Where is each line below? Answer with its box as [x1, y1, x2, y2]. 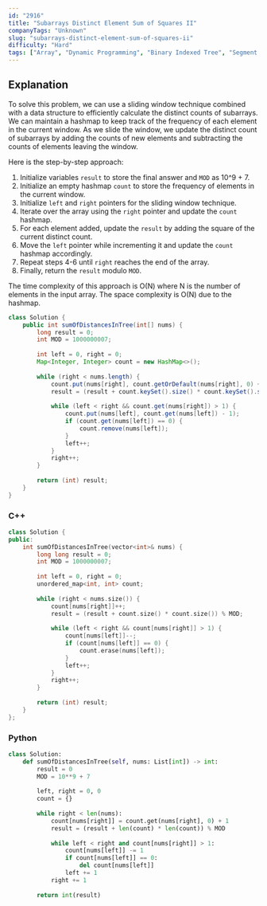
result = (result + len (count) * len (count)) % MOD [50, 824, 226, 833]
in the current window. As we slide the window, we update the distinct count [8, 124, 257, 134]
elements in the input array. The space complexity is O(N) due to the [8, 289, 232, 299]
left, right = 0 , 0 [37, 787, 102, 795]
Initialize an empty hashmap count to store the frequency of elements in [19, 181, 255, 190]
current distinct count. [19, 232, 93, 241]
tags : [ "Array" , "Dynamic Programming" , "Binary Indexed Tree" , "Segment [8, 49, 258, 57]
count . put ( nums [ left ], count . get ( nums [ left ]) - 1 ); [64, 410, 240, 418]
